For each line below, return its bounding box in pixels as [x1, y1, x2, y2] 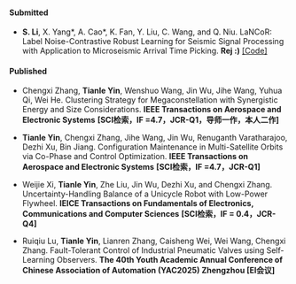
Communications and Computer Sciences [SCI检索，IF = [21, 209, 235, 219]
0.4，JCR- [236, 209, 277, 219]
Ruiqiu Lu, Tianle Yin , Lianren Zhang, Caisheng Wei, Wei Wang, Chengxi [21, 235, 286, 247]
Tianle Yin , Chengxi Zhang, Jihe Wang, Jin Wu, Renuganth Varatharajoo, [21, 133, 288, 143]
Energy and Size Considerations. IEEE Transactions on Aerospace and [21, 104, 282, 115]
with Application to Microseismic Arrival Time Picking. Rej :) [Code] [21, 45, 268, 57]
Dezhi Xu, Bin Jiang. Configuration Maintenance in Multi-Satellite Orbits [21, 142, 284, 152]
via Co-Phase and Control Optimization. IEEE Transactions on [21, 151, 249, 162]
